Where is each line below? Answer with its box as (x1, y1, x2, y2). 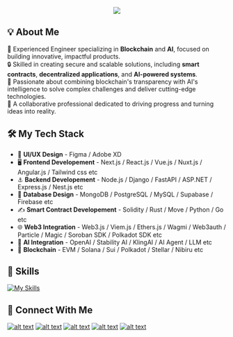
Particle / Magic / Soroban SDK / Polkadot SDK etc (17, 230, 162, 239)
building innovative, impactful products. (7, 52, 120, 61)
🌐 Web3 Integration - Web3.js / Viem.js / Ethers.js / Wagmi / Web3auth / (17, 223, 226, 231)
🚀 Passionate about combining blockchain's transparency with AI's (7, 77, 198, 86)
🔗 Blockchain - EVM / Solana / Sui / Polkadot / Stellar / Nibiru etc (17, 245, 204, 253)
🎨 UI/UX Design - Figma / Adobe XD (17, 150, 122, 158)
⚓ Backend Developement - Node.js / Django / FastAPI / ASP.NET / (17, 175, 212, 184)
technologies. (7, 92, 47, 100)
